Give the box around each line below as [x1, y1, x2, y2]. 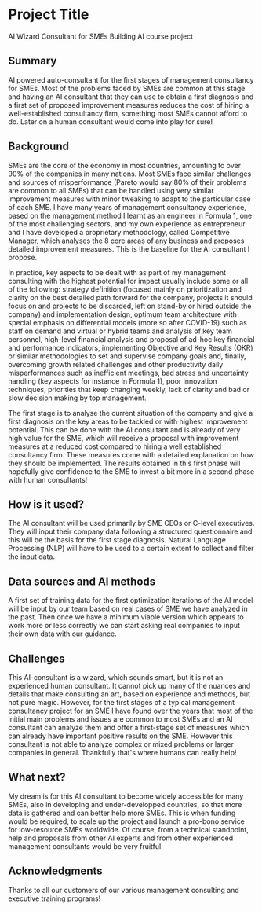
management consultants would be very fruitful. [8, 841, 163, 850]
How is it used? [8, 498, 85, 511]
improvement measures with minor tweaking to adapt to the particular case [8, 194, 251, 204]
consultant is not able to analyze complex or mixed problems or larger [8, 740, 234, 748]
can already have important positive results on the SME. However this [8, 731, 233, 740]
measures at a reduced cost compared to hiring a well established [8, 442, 222, 451]
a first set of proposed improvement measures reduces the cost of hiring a [8, 100, 249, 109]
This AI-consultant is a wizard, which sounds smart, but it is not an [8, 673, 224, 681]
